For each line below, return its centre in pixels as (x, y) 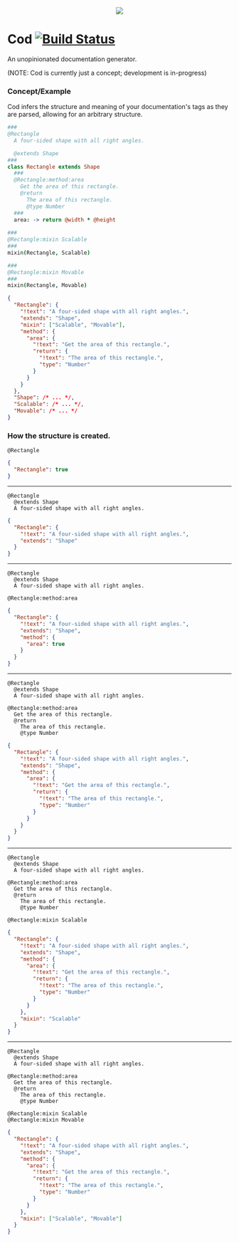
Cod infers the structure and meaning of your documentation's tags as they (118, 107)
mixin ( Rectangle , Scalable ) (49, 253)
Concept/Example (39, 91)
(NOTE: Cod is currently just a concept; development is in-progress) (107, 73)
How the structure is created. (59, 436)
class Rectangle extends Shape (54, 167)
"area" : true (46, 644)
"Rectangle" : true (41, 470)
